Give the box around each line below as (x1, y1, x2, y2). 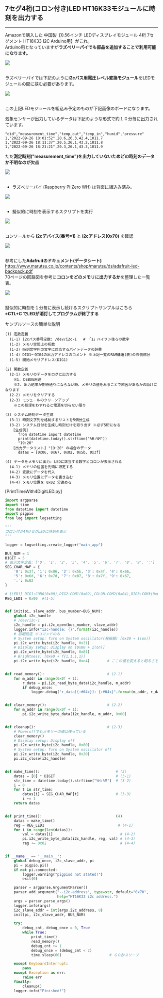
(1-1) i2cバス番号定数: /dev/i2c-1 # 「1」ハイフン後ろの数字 (9, 337, 130, 342)
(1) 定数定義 (5, 331, 29, 336)
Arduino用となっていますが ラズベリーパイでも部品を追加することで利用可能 (5, 44, 156, 50)
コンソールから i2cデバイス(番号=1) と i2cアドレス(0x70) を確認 (5, 233, 133, 239)
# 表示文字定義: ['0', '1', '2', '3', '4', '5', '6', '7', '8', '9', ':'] (5, 560, 155, 565)
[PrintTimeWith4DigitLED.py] (5, 488, 62, 494)
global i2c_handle (14, 613, 51, 619)
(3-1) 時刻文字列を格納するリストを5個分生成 (9, 417, 90, 422)
